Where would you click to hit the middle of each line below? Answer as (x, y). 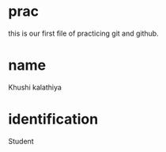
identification (53, 119)
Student (21, 141)
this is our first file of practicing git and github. (84, 33)
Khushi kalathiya (35, 87)
